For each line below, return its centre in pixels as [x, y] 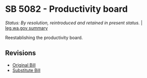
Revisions [21, 53]
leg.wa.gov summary [26, 28]
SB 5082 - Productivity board [66, 9]
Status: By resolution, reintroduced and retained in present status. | [74, 23]
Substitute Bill [26, 70]
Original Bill [24, 65]
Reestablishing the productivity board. [44, 38]
